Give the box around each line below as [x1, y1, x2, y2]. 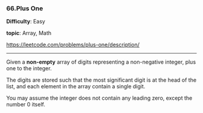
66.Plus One [6, 4, 43, 13]
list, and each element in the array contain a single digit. [6, 83, 146, 90]
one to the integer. [6, 65, 52, 72]
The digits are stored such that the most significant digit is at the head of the [6, 76, 197, 84]
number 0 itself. [6, 101, 45, 108]
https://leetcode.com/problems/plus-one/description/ [6, 41, 140, 49]
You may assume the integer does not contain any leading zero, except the [6, 94, 193, 102]
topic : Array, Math [6, 29, 52, 37]
